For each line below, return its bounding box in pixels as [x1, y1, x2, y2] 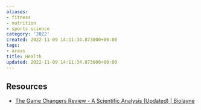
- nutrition [6, 20, 36, 26]
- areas [6, 48, 26, 54]
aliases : [6, 8, 28, 15]
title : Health [6, 53, 42, 60]
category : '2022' [6, 31, 50, 37]
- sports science [6, 25, 50, 32]
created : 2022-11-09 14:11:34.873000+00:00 [6, 37, 118, 43]
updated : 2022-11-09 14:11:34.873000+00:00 [6, 59, 118, 65]
